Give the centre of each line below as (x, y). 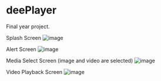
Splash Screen (24, 38)
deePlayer (31, 10)
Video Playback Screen (34, 72)
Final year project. (28, 26)
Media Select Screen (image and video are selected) (70, 60)
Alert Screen (21, 49)
